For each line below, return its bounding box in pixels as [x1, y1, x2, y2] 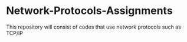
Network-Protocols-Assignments [6, 4, 173, 17]
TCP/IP [6, 29, 24, 36]
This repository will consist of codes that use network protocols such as [6, 23, 182, 30]
